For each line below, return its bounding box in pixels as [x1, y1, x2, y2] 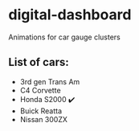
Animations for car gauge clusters [8, 32, 121, 42]
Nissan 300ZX [19, 114, 68, 124]
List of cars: [8, 55, 70, 69]
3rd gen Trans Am [19, 76, 80, 86]
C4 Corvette [19, 85, 62, 95]
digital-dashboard [8, 6, 132, 24]
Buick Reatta [19, 106, 63, 116]
